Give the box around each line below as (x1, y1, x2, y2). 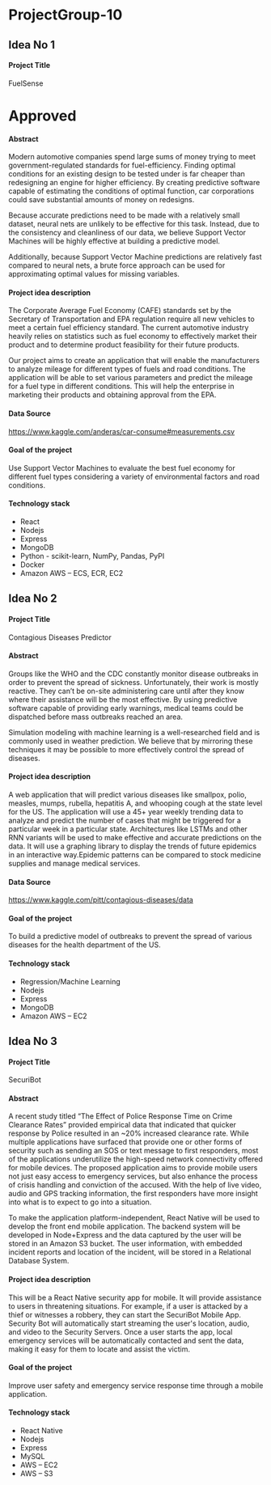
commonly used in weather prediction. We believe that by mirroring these (8, 736, 253, 746)
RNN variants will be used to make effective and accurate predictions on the (8, 832, 262, 842)
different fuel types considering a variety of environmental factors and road (8, 472, 260, 481)
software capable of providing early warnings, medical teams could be (8, 703, 244, 713)
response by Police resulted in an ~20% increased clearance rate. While (8, 1128, 249, 1138)
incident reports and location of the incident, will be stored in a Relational (8, 1247, 252, 1257)
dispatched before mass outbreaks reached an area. (8, 712, 184, 721)
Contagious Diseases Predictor (8, 632, 112, 642)
